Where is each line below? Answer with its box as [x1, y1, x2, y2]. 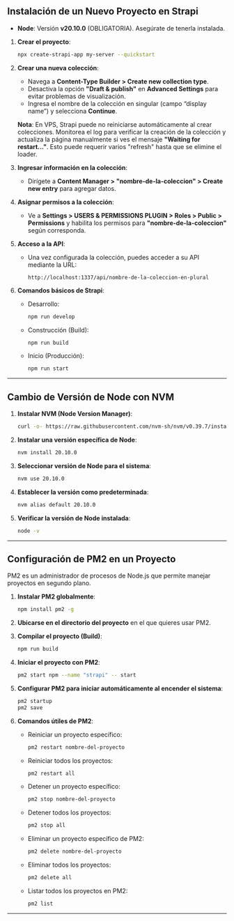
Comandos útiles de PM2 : [17, 717, 94, 725]
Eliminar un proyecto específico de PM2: [27, 835, 144, 843]
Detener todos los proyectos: [27, 808, 111, 817]
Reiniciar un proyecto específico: [27, 730, 123, 738]
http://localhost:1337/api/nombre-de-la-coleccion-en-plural [27, 274, 209, 281]
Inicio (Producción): [27, 352, 85, 360]
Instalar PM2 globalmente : [17, 592, 96, 601]
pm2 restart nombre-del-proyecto [27, 743, 125, 751]
